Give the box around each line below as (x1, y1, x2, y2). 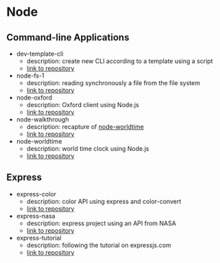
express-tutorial (16, 233, 62, 242)
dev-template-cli (16, 49, 64, 58)
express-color (16, 190, 56, 198)
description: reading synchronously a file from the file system (26, 79, 200, 87)
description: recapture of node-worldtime (26, 123, 145, 130)
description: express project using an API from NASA (26, 219, 176, 227)
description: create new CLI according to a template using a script (26, 57, 213, 65)
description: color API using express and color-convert (26, 197, 182, 205)
